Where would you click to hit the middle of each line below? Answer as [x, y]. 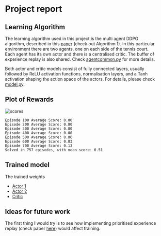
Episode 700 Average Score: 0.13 [39, 145]
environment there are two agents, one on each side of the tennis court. [77, 49]
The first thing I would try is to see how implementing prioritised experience [80, 223]
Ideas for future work [38, 212]
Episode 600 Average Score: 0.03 [39, 141]
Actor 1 [19, 186]
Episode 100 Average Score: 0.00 [39, 120]
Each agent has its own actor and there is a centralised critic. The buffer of [80, 54]
